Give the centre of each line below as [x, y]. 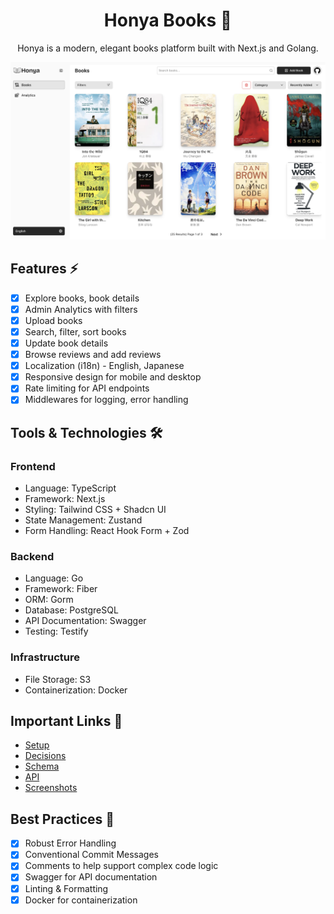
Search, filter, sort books [75, 331]
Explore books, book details [82, 298]
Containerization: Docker [76, 690]
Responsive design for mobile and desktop [113, 377]
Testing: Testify [56, 631]
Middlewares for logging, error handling [106, 400]
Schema [42, 766]
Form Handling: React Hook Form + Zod [107, 531]
